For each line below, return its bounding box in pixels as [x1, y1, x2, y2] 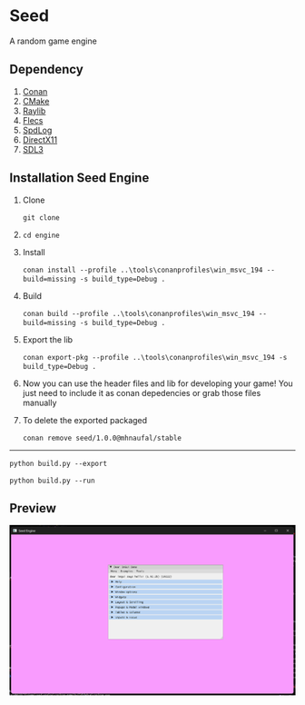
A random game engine [9, 35, 97, 46]
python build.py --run [9, 476, 95, 485]
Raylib [22, 105, 46, 116]
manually [22, 397, 57, 408]
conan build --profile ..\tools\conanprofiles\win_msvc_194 [22, 309, 255, 318]
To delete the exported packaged [22, 414, 148, 425]
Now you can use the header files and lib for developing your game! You [22, 378, 293, 389]
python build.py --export [9, 459, 107, 468]
